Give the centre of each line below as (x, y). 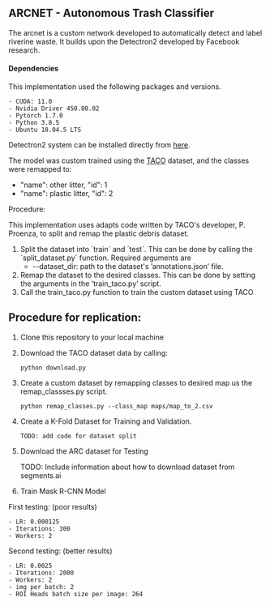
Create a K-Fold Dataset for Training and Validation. (106, 421)
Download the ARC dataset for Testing (84, 451)
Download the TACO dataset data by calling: (94, 352)
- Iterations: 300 (39, 529)
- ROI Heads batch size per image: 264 (76, 594)
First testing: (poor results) (53, 506)
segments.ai (41, 475)
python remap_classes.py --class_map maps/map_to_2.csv (116, 406)
